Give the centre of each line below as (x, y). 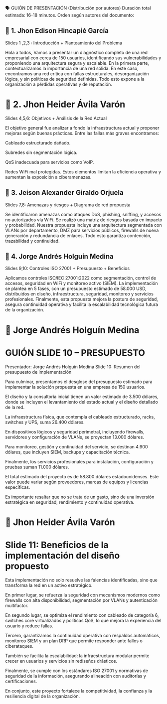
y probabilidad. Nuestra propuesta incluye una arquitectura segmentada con (83, 225)
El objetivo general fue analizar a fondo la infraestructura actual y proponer (82, 128)
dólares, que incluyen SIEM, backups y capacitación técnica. (68, 452)
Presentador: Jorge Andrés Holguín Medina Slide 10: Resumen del (73, 367)
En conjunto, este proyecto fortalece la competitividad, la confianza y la (79, 691)
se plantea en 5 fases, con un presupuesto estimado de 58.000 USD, (76, 288)
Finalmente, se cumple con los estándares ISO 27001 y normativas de (77, 671)
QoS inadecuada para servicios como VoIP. (50, 162)
